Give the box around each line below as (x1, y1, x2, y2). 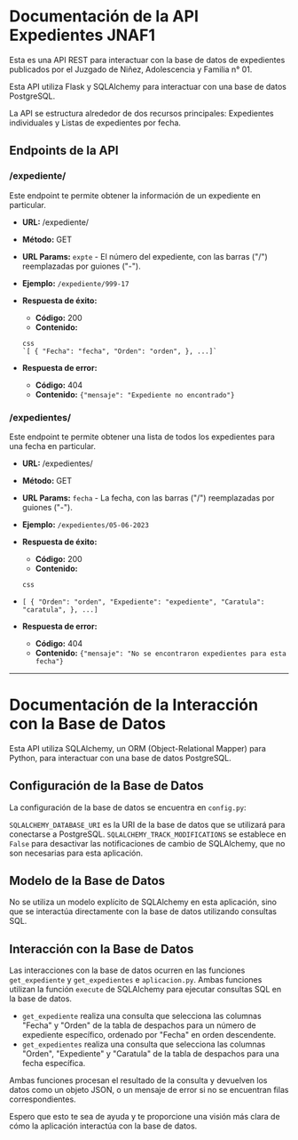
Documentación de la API (9, 6, 200, 27)
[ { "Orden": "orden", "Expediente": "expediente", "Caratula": (21, 598, 265, 606)
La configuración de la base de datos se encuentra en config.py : (9, 802, 247, 813)
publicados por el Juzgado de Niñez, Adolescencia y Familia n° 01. (9, 64, 253, 75)
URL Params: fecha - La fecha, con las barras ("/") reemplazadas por (21, 492, 275, 503)
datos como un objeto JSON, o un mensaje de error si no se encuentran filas (9, 1085, 289, 1096)
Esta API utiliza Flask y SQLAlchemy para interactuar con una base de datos (9, 81, 286, 92)
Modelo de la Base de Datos (9, 873, 166, 888)
